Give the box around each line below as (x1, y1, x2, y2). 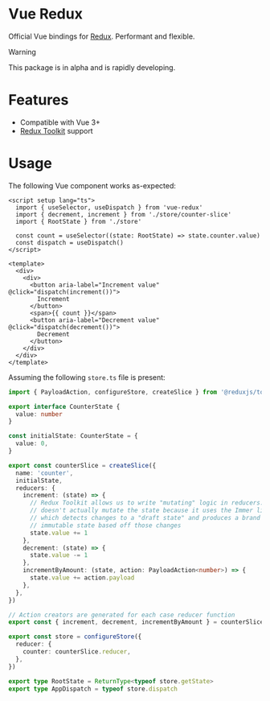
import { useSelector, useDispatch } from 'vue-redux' (15, 203, 203, 212)
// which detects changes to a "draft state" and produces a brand (29, 514, 261, 522)
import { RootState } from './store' (15, 217, 142, 225)
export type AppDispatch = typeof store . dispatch (8, 685, 178, 693)
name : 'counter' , (15, 468, 74, 477)
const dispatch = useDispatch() (15, 238, 125, 246)
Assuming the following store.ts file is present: (8, 372, 166, 382)
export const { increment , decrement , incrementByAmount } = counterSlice (8, 618, 264, 626)
